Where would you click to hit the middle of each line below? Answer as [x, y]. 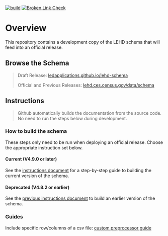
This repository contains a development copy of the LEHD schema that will [82, 42]
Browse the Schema [37, 63]
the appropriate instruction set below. [44, 147]
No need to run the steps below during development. [72, 118]
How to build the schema [36, 131]
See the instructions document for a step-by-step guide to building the [78, 171]
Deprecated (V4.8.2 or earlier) [37, 187]
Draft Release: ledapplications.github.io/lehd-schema [73, 75]
